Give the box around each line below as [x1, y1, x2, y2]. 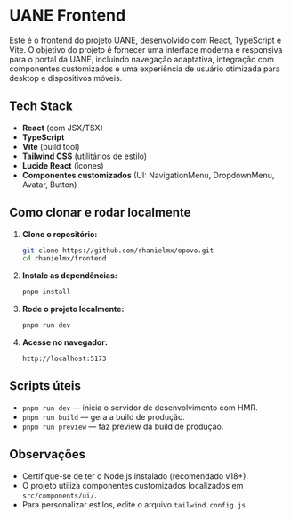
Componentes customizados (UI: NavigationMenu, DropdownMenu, [21, 169, 275, 180]
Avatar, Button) [21, 179, 77, 190]
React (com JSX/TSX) [21, 122, 104, 133]
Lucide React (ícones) [21, 160, 104, 170]
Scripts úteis [9, 378, 82, 393]
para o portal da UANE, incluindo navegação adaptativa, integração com [9, 54, 274, 64]
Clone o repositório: [21, 228, 98, 239]
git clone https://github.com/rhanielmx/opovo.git [21, 246, 214, 255]
